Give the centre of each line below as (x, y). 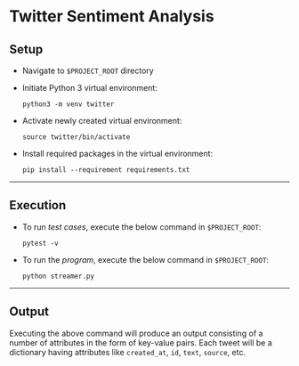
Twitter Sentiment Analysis (112, 16)
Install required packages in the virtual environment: (117, 154)
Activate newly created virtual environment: (102, 121)
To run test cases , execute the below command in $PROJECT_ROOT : (141, 227)
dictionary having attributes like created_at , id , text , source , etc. (128, 352)
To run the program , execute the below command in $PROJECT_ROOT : (145, 259)
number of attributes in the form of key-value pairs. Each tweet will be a (141, 342)
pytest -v (40, 243)
